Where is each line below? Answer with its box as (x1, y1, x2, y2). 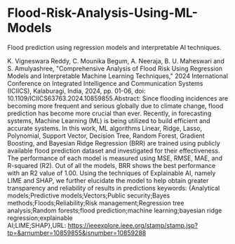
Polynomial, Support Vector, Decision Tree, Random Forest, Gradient (7, 131, 205, 140)
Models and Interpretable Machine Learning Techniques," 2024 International (7, 72, 228, 80)
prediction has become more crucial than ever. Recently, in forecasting (7, 109, 212, 117)
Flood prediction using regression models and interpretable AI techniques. (7, 43, 222, 51)
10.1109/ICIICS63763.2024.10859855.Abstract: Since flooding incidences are (7, 94, 229, 103)
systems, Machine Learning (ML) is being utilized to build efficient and (7, 116, 210, 124)
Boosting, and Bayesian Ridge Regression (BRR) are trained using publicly (7, 139, 221, 147)
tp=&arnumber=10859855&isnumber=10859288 (7, 229, 147, 237)
